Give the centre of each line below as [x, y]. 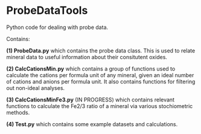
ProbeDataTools [47, 11]
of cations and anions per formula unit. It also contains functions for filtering [101, 81]
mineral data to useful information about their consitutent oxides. [87, 57]
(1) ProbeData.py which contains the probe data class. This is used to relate [101, 50]
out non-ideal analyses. [36, 88]
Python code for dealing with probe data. [57, 27]
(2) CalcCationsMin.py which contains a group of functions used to [91, 69]
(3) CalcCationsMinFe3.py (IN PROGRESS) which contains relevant [91, 100]
